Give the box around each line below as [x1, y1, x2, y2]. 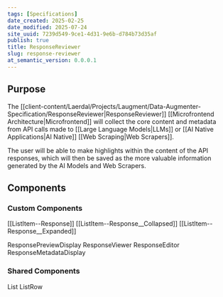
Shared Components [7, 266, 80, 276]
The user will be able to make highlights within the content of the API [7, 146, 209, 155]
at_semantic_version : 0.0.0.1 [7, 57, 97, 64]
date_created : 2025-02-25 [7, 17, 84, 24]
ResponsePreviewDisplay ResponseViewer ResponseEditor [7, 241, 180, 249]
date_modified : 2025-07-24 [7, 24, 87, 31]
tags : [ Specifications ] [7, 10, 78, 18]
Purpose [7, 83, 46, 95]
